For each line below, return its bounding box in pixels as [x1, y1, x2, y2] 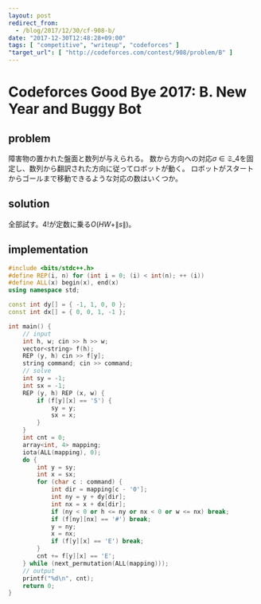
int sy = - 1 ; [22, 375, 66, 382]
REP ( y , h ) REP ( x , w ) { [22, 389, 105, 397]
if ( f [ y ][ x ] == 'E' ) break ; [50, 537, 145, 546]
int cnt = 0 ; [22, 433, 66, 441]
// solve [22, 367, 52, 375]
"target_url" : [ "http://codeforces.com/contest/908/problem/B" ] [8, 49, 233, 57]
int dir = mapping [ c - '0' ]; [50, 485, 148, 494]
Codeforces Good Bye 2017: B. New [8, 83, 247, 101]
